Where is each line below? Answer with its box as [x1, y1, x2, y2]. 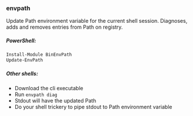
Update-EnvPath [6, 57, 43, 63]
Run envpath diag [14, 91, 57, 98]
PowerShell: [6, 37, 36, 44]
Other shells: [6, 70, 38, 77]
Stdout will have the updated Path [14, 97, 97, 104]
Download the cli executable [14, 84, 83, 91]
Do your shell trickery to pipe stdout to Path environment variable [14, 103, 172, 110]
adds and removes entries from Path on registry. [6, 23, 123, 30]
